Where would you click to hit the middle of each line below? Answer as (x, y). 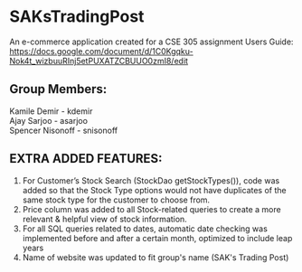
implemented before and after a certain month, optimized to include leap (157, 238)
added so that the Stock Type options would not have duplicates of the (154, 190)
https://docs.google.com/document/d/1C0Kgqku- (101, 51)
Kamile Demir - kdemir (51, 111)
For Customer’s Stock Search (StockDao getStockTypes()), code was (151, 180)
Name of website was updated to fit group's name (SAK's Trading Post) (156, 257)
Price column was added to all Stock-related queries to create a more (152, 209)
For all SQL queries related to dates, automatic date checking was (145, 229)
